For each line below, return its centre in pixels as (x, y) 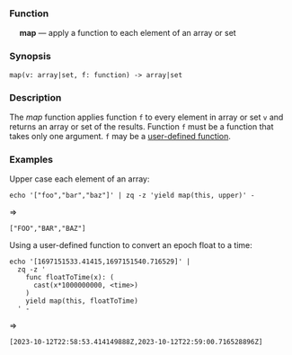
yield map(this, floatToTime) (82, 301)
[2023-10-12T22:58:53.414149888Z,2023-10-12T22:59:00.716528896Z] (136, 342)
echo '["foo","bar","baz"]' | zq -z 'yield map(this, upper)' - (132, 196)
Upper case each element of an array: (80, 179)
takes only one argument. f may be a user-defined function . (120, 136)
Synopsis (30, 57)
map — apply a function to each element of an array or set (128, 33)
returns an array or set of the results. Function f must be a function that (142, 126)
